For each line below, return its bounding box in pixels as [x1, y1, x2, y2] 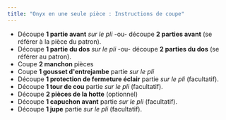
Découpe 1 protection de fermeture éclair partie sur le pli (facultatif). [17, 75, 219, 83]
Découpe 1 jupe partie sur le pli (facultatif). [17, 104, 143, 113]
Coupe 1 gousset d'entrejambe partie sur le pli [17, 67, 155, 76]
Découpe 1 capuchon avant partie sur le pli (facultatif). [17, 97, 178, 106]
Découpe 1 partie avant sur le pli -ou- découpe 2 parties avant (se [17, 30, 213, 38]
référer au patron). [17, 52, 72, 61]
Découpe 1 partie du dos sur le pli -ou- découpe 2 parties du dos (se [17, 44, 220, 53]
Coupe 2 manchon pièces [17, 59, 94, 68]
